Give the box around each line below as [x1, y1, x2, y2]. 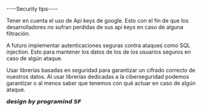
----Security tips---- [6, 5, 58, 12]
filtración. [6, 30, 31, 37]
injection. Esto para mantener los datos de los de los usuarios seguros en [6, 48, 191, 56]
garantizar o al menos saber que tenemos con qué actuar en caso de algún [6, 79, 196, 87]
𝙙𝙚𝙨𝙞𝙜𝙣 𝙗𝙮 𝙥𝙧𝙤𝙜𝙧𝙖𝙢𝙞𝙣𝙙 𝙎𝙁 [6, 98, 81, 105]
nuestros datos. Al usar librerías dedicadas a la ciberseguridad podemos [6, 73, 190, 80]
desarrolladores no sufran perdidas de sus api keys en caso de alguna [6, 24, 184, 30]
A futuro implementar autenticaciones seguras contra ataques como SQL [6, 42, 191, 49]
